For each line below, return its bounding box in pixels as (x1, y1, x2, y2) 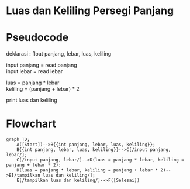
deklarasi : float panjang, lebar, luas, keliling (6, 50, 112, 57)
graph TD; (6, 136, 30, 143)
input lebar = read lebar (6, 68, 63, 75)
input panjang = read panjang (6, 61, 77, 68)
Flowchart (6, 117, 57, 130)
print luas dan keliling (6, 97, 57, 104)
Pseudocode (6, 31, 69, 44)
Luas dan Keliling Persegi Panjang (6, 4, 174, 18)
